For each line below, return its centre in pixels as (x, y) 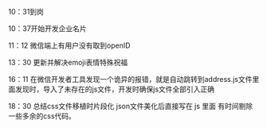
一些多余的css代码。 (42, 116)
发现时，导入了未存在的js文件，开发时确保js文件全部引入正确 (115, 89)
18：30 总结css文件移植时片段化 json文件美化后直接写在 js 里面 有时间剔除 (131, 106)
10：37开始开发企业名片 (48, 29)
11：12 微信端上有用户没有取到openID (69, 45)
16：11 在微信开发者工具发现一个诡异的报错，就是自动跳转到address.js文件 (130, 79)
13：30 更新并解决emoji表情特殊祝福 (68, 62)
